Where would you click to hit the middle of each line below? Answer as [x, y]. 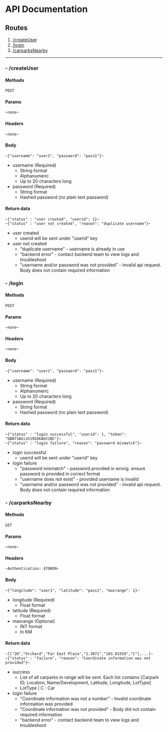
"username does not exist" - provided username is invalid [79, 479]
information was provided [46, 704]
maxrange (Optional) [34, 621]
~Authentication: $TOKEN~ [32, 569]
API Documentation [46, 9]
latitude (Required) [31, 610]
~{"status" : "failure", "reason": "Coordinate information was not [78, 658]
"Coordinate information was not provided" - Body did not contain [88, 709]
